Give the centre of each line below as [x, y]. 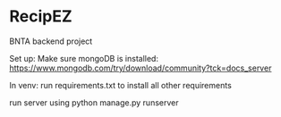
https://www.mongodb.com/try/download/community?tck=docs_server [140, 68]
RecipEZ [41, 17]
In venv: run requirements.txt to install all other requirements [121, 85]
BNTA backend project [51, 41]
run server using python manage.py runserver [94, 102]
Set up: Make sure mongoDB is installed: [84, 58]
